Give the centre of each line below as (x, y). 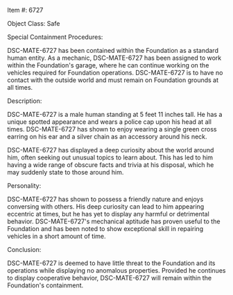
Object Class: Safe (34, 23)
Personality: (24, 186)
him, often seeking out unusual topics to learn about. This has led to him (110, 157)
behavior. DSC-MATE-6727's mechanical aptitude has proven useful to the (114, 221)
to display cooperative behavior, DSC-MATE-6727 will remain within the (110, 278)
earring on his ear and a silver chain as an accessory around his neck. (107, 136)
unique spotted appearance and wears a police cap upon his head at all (109, 122)
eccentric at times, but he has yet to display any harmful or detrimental (108, 214)
